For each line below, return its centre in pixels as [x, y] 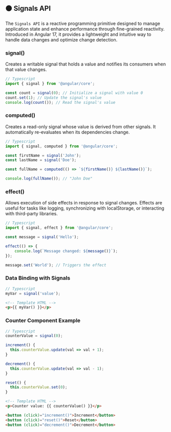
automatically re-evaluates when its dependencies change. [68, 132]
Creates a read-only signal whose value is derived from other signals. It [81, 126]
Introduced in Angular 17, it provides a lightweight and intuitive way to [78, 34]
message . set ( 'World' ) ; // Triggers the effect [56, 265]
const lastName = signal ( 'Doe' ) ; [41, 160]
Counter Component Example [43, 321]
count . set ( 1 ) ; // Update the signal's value [54, 98]
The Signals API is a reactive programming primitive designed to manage [83, 23]
